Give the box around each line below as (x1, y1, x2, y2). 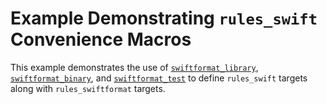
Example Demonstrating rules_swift (10, 7, 318, 30)
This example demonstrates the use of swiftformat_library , (10, 61, 259, 73)
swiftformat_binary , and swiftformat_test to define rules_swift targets (10, 72, 308, 84)
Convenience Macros (10, 28, 192, 51)
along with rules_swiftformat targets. (10, 82, 166, 94)
